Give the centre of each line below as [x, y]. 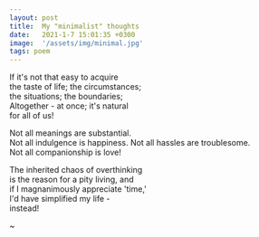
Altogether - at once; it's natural [69, 106]
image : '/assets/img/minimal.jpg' [77, 43]
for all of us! [32, 116]
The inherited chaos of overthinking [76, 170]
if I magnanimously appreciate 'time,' [78, 189]
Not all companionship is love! [66, 152]
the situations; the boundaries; [67, 97]
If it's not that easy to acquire [64, 77]
